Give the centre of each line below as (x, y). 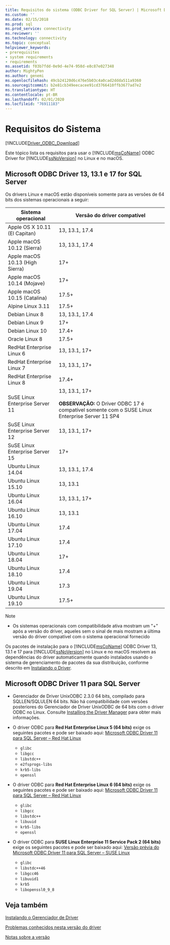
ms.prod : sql (19, 24)
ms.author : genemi (25, 76)
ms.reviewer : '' (22, 33)
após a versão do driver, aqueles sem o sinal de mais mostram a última (87, 631)
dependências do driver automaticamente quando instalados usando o (79, 657)
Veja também (27, 905)
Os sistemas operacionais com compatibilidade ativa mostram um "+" (85, 626)
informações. (26, 717)
